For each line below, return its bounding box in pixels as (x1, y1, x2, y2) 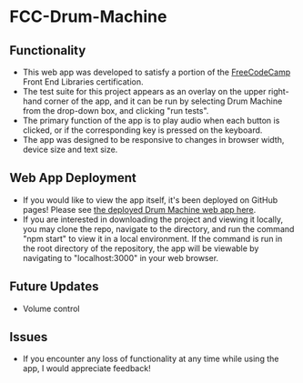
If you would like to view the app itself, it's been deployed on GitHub (22, 194, 278, 206)
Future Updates (9, 279, 99, 295)
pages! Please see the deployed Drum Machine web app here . (22, 204, 257, 215)
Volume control (22, 303, 80, 314)
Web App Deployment (9, 170, 136, 186)
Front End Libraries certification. (22, 76, 144, 87)
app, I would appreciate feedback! (22, 363, 152, 374)
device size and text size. (22, 144, 118, 155)
